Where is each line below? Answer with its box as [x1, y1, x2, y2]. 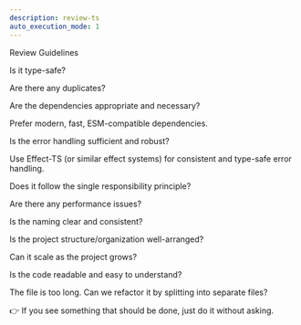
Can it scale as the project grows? [9, 251, 138, 262]
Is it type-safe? [9, 65, 67, 76]
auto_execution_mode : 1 [9, 22, 100, 31]
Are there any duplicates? [9, 82, 107, 93]
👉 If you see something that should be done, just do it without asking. [9, 305, 275, 316]
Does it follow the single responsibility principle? [9, 180, 192, 192]
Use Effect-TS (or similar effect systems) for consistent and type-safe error [9, 152, 292, 164]
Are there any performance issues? [9, 198, 142, 209]
